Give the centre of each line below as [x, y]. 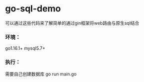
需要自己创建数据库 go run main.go [41, 74]
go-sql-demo [33, 9]
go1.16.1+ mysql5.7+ [25, 48]
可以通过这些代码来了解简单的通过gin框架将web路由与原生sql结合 [72, 23]
